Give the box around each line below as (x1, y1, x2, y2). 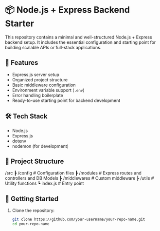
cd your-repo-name (12, 222, 50, 227)
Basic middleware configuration (12, 82, 76, 88)
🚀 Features (5, 58, 38, 67)
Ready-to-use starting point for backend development (12, 97, 121, 103)
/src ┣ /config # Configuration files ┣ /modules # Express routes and (5, 170, 142, 176)
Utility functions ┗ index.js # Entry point (5, 180, 84, 186)
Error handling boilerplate (12, 92, 63, 98)
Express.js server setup (12, 72, 60, 77)
